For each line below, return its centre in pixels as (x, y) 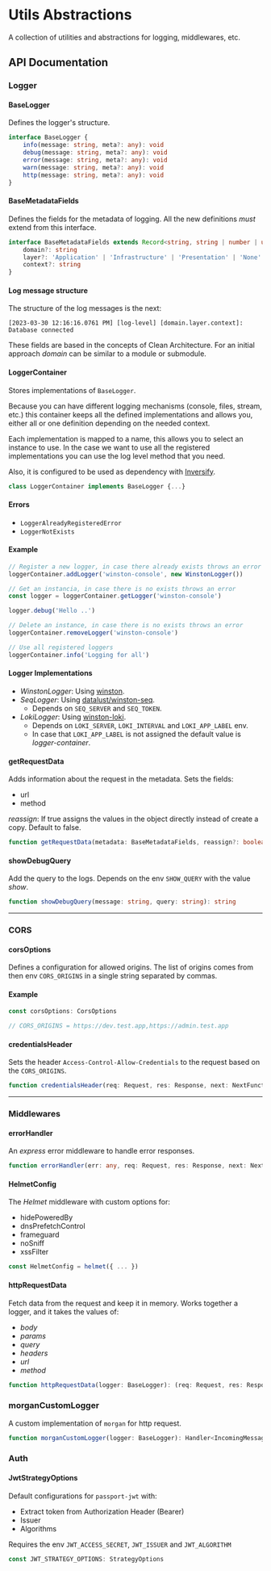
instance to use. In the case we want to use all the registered (109, 447)
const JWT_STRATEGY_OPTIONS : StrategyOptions (86, 1559)
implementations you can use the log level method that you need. (117, 456)
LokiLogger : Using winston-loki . (73, 717)
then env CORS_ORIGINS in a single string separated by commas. (113, 976)
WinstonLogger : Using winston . (72, 691)
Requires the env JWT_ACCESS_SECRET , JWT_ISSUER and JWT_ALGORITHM (120, 1544)
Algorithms (38, 1528)
